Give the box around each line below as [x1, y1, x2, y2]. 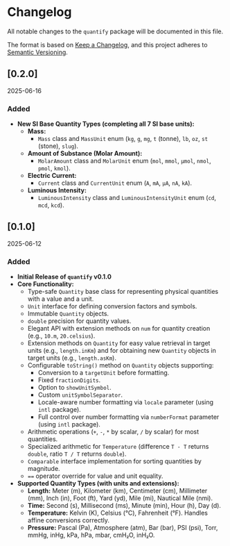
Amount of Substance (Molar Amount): [27, 149, 143, 158]
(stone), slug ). [37, 142, 78, 150]
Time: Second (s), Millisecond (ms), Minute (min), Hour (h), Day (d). [27, 502, 222, 510]
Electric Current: [27, 172, 77, 180]
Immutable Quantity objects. [27, 310, 109, 318]
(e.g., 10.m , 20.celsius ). [27, 331, 96, 340]
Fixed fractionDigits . [37, 376, 101, 384]
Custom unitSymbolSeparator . [37, 390, 123, 399]
